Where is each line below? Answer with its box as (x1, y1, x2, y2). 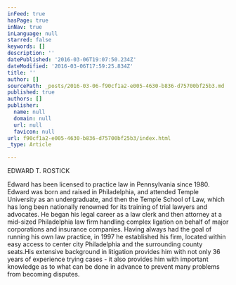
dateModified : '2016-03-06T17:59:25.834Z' (7, 63, 133, 70)
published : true (7, 89, 55, 96)
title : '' (7, 69, 37, 76)
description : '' (7, 50, 55, 57)
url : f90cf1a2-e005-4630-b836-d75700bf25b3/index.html (7, 134, 171, 141)
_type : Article (7, 141, 52, 148)
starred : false (7, 37, 52, 44)
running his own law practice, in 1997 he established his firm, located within (7, 233, 226, 241)
